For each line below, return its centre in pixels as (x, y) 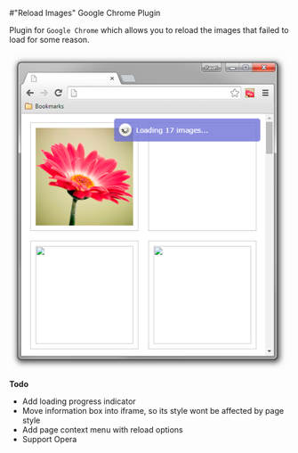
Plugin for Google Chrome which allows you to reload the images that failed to (149, 30)
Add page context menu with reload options (103, 429)
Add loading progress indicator (79, 401)
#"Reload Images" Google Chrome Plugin (85, 13)
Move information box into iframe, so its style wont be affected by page (153, 410)
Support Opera (49, 439)
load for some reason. (50, 40)
